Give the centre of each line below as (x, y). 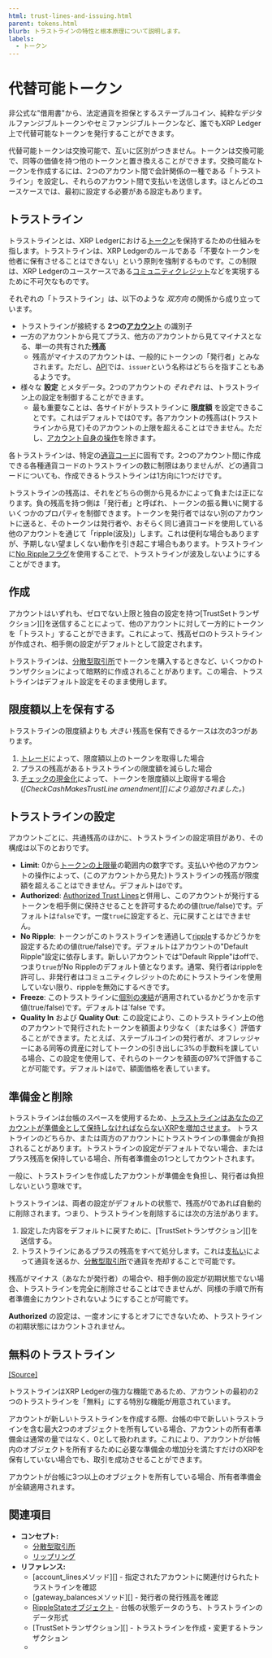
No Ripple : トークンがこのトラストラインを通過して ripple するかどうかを (140, 936)
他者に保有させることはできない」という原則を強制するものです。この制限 (133, 260)
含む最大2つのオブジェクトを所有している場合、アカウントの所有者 (142, 1429)
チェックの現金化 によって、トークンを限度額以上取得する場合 (123, 779)
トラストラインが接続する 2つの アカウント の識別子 (106, 325)
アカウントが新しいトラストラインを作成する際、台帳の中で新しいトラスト (133, 1418)
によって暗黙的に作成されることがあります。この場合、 (150, 671)
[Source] (23, 1374)
